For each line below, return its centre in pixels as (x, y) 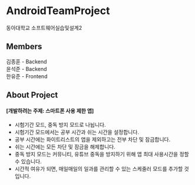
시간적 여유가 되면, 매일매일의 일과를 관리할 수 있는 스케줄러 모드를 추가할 (99, 169)
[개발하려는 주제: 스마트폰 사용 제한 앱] (50, 110)
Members (24, 47)
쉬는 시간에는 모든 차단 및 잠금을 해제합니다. (65, 147)
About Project (32, 95)
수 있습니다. (28, 162)
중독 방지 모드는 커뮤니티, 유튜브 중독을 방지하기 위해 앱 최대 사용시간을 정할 (102, 154)
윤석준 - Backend (27, 69)
